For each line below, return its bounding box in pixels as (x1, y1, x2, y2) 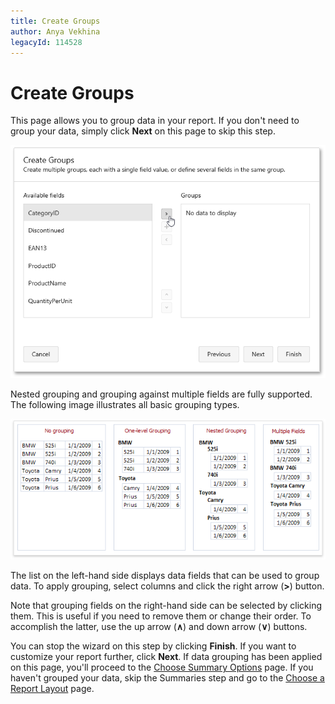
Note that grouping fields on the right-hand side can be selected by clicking (10, 600, 323, 612)
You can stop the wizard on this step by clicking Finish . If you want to (10, 640, 297, 652)
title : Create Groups (10, 16, 101, 26)
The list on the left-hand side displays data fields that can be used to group (10, 570, 320, 582)
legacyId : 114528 (10, 37, 83, 47)
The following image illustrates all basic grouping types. (10, 398, 240, 410)
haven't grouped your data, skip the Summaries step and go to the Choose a (10, 672, 325, 684)
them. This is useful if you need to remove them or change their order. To (10, 610, 312, 622)
